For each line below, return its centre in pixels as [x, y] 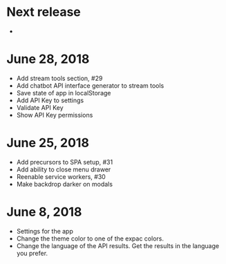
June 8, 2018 [44, 212]
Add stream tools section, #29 [59, 78]
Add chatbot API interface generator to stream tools [90, 85]
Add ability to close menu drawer [64, 169]
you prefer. [32, 253]
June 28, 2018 [48, 59]
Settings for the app [45, 231]
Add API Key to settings [50, 100]
